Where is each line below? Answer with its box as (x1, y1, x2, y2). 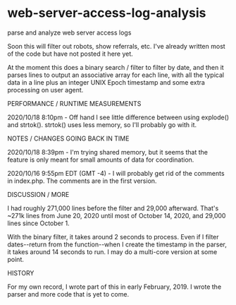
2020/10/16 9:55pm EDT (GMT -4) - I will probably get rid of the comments (7, 169, 225, 177)
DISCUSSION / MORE (7, 190, 70, 198)
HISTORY (7, 268, 35, 277)
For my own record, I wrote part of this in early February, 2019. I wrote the (7, 282, 222, 291)
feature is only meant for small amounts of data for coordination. (7, 155, 194, 164)
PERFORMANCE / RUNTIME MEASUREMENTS (7, 99, 142, 107)
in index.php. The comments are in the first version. (7, 177, 157, 185)
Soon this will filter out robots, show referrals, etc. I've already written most (7, 42, 225, 50)
